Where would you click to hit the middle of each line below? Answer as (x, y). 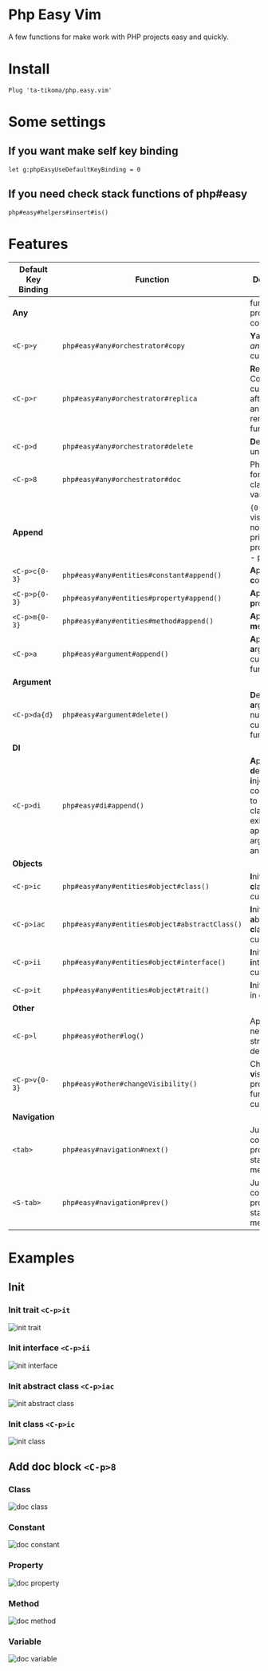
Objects (28, 863)
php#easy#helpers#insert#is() (59, 212)
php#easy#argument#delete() (116, 715)
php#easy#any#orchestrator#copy (124, 346)
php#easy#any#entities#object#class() (136, 886)
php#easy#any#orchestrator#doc (122, 479)
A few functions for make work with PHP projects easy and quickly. (118, 37)
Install (29, 69)
